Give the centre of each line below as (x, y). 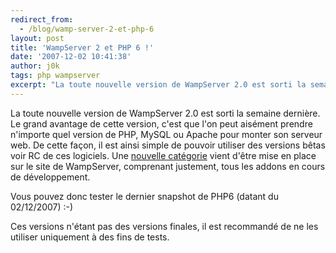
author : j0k (35, 66)
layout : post (37, 38)
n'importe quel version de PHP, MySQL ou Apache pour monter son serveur (166, 134)
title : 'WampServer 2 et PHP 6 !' (82, 47)
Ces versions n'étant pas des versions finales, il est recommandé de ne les (164, 226)
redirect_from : (42, 19)
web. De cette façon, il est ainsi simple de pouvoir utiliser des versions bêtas (168, 145)
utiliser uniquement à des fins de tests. (90, 237)
